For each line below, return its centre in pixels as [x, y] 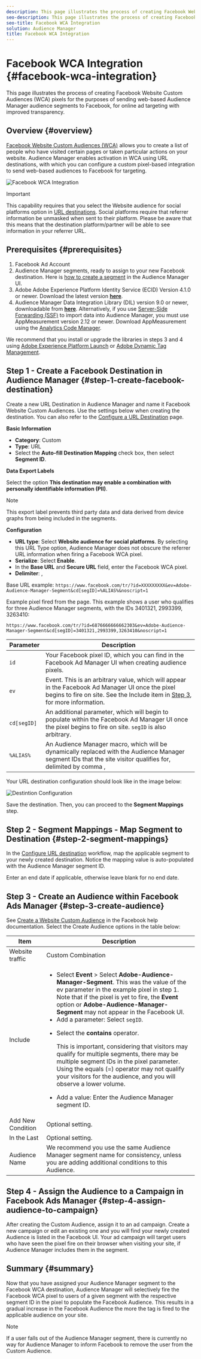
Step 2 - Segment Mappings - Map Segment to [94, 829]
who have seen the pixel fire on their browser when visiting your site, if [93, 1243]
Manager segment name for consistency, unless [114, 1155]
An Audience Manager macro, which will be [106, 744]
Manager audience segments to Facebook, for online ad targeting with [93, 106]
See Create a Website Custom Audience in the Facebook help [82, 920]
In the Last [24, 1138]
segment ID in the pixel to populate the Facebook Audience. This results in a [100, 1302]
